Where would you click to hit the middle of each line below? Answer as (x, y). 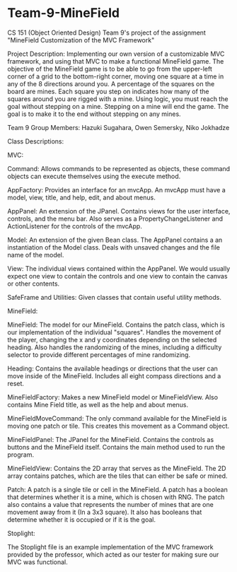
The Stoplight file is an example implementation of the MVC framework (110, 547)
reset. (16, 383)
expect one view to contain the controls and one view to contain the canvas (117, 276)
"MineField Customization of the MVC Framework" (81, 40)
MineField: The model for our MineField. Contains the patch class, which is (116, 325)
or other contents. (34, 284)
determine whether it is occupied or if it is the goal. (82, 519)
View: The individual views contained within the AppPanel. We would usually (119, 268)
